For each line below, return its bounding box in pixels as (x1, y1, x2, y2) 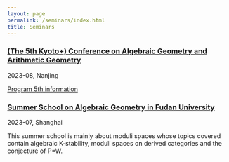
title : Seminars (7, 23, 55, 30)
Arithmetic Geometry (7, 55, 81, 65)
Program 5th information (7, 85, 79, 93)
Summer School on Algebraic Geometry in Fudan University (7, 102, 216, 112)
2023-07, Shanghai (7, 118, 63, 126)
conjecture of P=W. (7, 147, 63, 155)
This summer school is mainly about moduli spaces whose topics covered (7, 131, 221, 140)
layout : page (7, 10, 46, 18)
